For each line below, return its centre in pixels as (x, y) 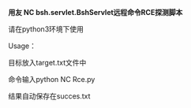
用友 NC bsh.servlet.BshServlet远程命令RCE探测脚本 (95, 12)
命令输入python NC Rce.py (52, 79)
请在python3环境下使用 (46, 29)
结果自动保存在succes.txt (49, 96)
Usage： (22, 46)
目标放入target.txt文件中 (47, 63)
